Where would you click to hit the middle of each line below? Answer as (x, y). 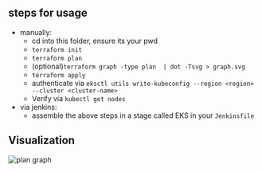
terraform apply (59, 75)
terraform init (57, 50)
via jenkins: (38, 107)
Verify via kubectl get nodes (78, 98)
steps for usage (48, 13)
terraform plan (57, 58)
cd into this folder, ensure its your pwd (94, 41)
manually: (36, 32)
